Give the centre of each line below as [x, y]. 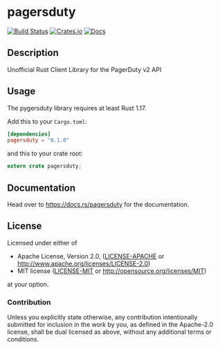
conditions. [23, 339]
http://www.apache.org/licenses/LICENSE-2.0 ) [84, 263]
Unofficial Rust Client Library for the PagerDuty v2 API [84, 69]
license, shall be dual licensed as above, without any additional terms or [110, 332]
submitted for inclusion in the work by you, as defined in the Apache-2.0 [110, 325]
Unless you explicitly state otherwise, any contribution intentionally [102, 317]
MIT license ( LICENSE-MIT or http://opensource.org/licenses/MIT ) [112, 271]
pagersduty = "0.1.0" [38, 140]
